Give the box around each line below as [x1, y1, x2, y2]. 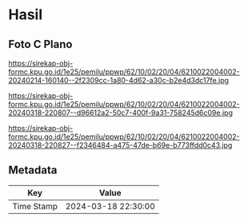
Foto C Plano [8, 38, 73, 51]
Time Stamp [12, 200, 58, 212]
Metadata [8, 164, 58, 177]
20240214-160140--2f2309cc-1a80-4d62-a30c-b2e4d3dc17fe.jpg [8, 76, 230, 85]
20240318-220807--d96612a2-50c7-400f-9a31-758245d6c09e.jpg [8, 108, 234, 117]
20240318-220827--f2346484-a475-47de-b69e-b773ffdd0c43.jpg [8, 141, 233, 149]
